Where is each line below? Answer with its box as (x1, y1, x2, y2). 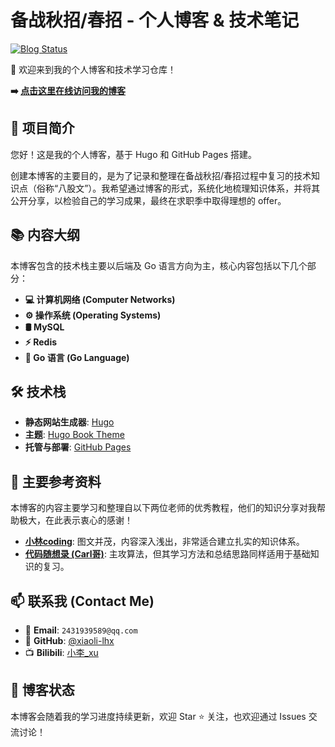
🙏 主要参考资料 (10, 473, 102, 490)
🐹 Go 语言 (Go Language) (24, 351, 130, 363)
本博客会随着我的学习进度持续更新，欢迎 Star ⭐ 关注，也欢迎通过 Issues (10, 710, 307, 722)
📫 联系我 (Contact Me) (10, 592, 155, 610)
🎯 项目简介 (10, 120, 75, 137)
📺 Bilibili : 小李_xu (24, 647, 99, 658)
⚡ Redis (24, 336, 58, 348)
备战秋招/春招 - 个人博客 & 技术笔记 (10, 9, 300, 32)
